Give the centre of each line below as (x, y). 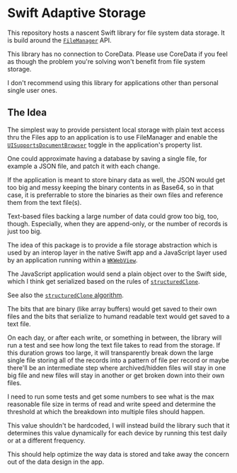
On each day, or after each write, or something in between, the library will (115, 338)
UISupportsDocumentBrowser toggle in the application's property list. (105, 145)
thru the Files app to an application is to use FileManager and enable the (112, 137)
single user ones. (33, 90)
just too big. (25, 231)
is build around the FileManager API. (59, 40)
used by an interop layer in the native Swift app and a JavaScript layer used (117, 252)
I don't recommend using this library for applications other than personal (113, 82)
